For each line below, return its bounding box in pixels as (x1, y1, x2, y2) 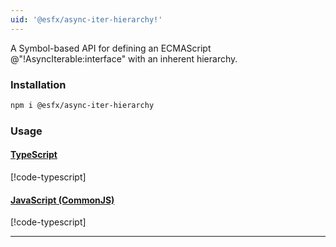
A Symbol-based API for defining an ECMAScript (10, 42, 212, 54)
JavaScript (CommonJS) (10, 194, 115, 206)
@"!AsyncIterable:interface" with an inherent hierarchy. (10, 52, 238, 65)
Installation (10, 77, 67, 91)
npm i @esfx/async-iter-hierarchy (10, 100, 155, 110)
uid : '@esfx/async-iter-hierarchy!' (10, 14, 163, 25)
